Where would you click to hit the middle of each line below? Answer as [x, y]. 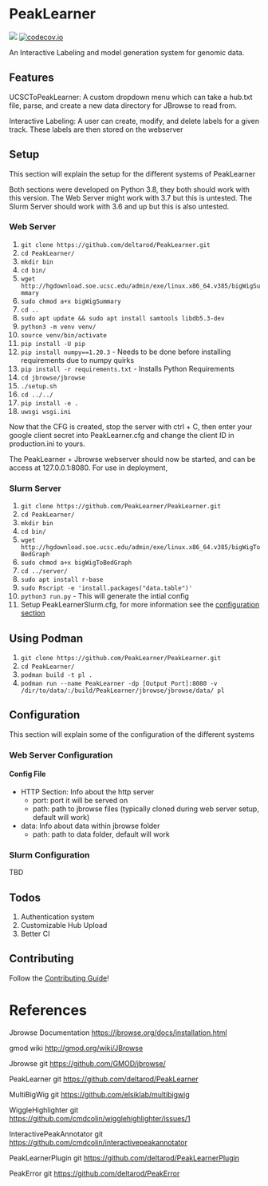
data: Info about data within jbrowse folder [90, 826]
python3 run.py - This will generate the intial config [105, 596]
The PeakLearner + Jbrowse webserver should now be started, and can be [132, 459]
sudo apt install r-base [62, 580]
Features [32, 78]
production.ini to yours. [47, 444]
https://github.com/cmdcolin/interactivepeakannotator [99, 1142]
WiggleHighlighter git [44, 1110]
